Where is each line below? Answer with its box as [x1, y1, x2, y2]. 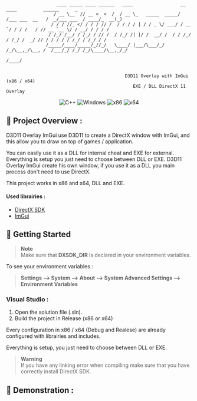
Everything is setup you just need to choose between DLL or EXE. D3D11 [6, 155, 182, 163]
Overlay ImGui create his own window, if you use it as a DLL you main [6, 162, 175, 169]
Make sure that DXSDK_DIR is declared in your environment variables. [20, 251, 191, 258]
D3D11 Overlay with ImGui [124, 73, 189, 79]
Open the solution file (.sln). [14, 308, 83, 316]
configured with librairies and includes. [6, 333, 101, 340]
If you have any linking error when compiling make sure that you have [20, 361, 190, 369]
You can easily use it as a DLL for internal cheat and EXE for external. [6, 149, 175, 156]
